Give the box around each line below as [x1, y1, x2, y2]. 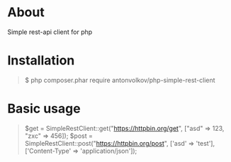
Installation [7, 52, 75, 69]
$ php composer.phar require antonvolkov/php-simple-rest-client [24, 76, 215, 84]
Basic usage [7, 100, 81, 117]
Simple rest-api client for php [7, 28, 93, 36]
